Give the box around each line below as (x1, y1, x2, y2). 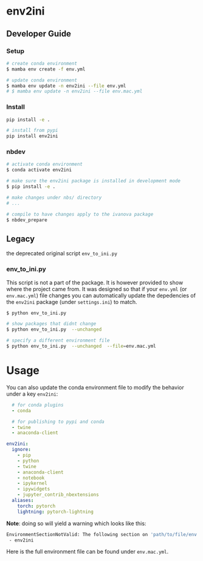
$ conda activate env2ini (6, 167, 72, 173)
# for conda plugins (12, 402, 64, 408)
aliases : (12, 497, 34, 504)
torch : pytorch (17, 503, 56, 509)
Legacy (6, 233, 35, 244)
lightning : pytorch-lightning (17, 509, 94, 515)
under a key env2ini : (6, 390, 58, 398)
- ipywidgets (17, 486, 50, 492)
